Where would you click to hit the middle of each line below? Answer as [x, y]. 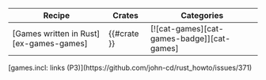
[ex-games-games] [50, 44]
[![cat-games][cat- [187, 29]
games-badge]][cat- [190, 38]
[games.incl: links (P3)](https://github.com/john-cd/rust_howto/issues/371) [130, 67]
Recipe [56, 15]
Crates [125, 15]
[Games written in [46, 33]
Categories [202, 15]
